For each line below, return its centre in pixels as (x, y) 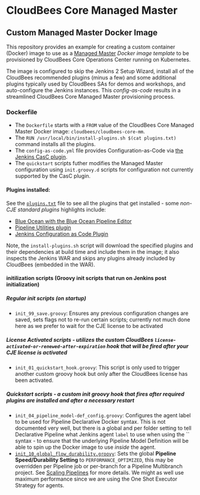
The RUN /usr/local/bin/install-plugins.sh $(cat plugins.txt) (96, 138)
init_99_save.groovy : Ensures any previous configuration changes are (101, 313)
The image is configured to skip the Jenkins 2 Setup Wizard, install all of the (100, 71)
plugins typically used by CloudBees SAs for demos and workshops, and (96, 84)
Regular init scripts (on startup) (46, 298)
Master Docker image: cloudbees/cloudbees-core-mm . (80, 132)
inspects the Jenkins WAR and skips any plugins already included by (91, 258)
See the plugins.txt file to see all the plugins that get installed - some (93, 203)
